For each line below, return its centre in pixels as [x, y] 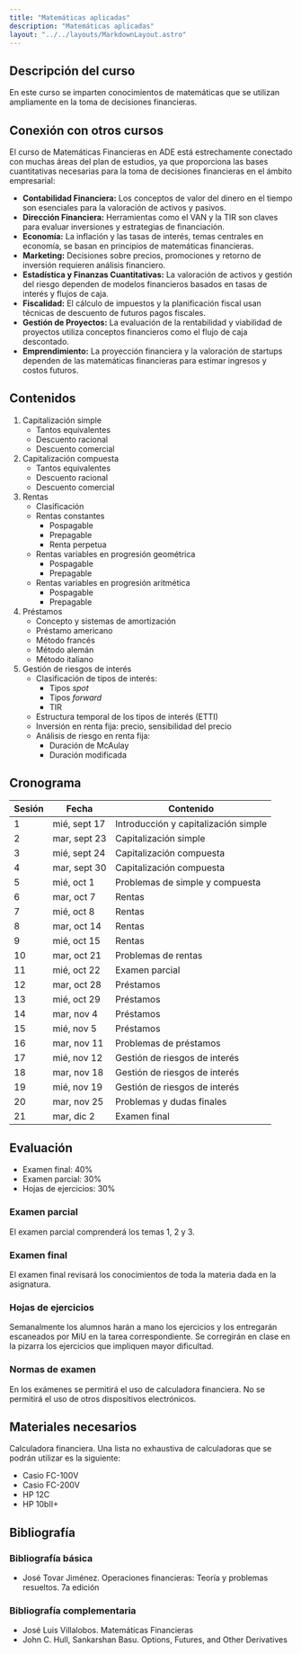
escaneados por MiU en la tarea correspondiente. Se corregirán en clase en [150, 1336]
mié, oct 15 [76, 940]
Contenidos [43, 398]
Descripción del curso [72, 71]
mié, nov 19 [78, 1087]
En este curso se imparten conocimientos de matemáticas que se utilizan [145, 93]
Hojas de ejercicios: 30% [69, 1189]
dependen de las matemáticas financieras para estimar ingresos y [144, 360]
